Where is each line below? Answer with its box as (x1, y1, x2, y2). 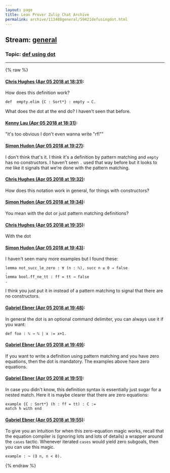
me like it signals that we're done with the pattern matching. (5, 165, 130, 171)
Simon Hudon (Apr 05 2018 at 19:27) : (5, 143, 85, 149)
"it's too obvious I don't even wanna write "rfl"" (5, 131, 104, 137)
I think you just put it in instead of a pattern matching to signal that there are (5, 288, 163, 294)
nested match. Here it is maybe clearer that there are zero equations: (5, 392, 149, 398)
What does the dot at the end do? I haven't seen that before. (5, 108, 131, 114)
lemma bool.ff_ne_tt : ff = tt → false (5, 274, 90, 279)
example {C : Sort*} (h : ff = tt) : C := (5, 402, 96, 407)
